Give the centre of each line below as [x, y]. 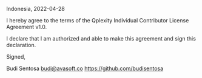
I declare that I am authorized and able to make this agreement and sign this [101, 38]
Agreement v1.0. [27, 27]
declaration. [21, 45]
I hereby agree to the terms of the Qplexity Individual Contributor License [98, 20]
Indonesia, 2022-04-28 [35, 9]
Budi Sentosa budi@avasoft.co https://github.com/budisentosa [85, 68]
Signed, [16, 57]
